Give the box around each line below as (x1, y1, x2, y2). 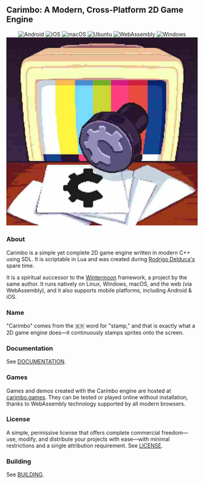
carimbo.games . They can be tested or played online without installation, (6, 393, 188, 401)
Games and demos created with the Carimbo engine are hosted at (6, 387, 171, 395)
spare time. (6, 262, 35, 269)
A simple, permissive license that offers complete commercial (6, 429, 161, 436)
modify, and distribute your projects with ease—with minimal (18, 435, 170, 443)
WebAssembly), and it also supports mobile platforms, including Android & (6, 286, 192, 294)
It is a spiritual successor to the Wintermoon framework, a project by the (6, 273, 188, 281)
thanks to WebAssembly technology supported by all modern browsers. (6, 400, 186, 407)
